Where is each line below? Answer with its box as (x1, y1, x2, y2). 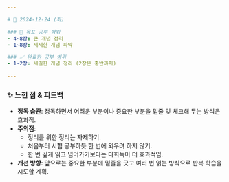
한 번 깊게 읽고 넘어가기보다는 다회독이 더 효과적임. (27, 150, 164, 159)
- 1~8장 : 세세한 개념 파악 (7, 41, 73, 48)
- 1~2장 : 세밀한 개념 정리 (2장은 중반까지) (7, 60, 117, 68)
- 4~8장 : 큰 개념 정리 (7, 35, 64, 42)
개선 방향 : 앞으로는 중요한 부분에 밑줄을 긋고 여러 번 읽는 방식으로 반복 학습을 (17, 159, 222, 168)
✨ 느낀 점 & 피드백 (7, 90, 64, 100)
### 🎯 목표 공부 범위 (7, 28, 61, 35)
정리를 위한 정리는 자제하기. (27, 133, 101, 141)
